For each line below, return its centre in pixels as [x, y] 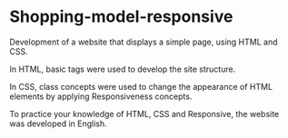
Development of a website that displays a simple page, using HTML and [144, 42]
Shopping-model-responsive [121, 17]
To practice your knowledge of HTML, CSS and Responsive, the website [144, 113]
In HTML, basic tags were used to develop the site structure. [123, 69]
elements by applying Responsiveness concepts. [101, 96]
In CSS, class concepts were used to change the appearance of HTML [141, 86]
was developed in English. [58, 123]
